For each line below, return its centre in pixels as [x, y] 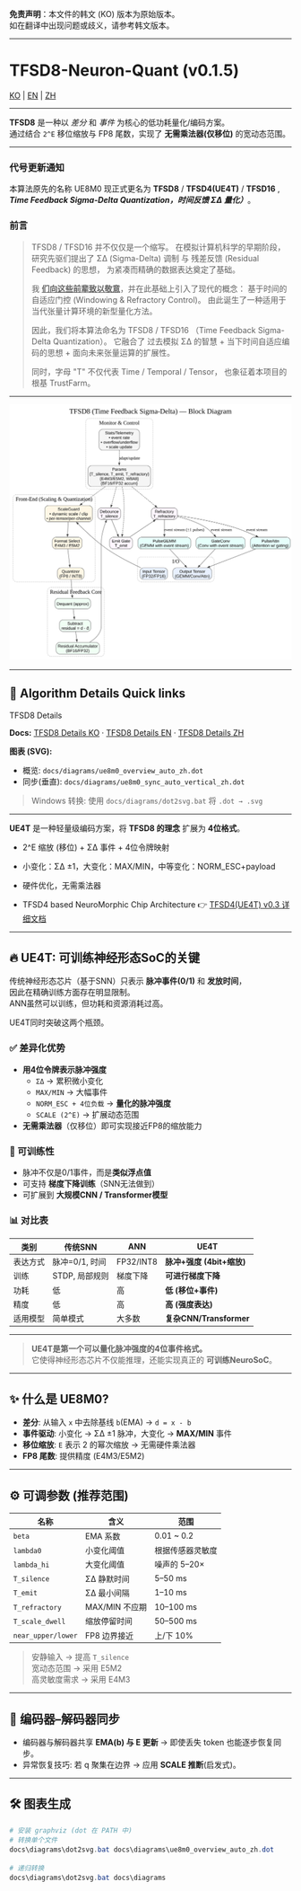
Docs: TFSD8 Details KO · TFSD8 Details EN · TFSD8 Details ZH [127, 732]
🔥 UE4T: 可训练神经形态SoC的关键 [105, 958]
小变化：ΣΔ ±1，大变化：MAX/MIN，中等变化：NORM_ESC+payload [149, 866]
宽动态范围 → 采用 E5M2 [77, 1668]
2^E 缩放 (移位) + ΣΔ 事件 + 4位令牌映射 [96, 847]
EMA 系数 [103, 1536]
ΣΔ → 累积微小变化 [69, 1081]
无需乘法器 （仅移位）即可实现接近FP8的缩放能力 [112, 1126]
